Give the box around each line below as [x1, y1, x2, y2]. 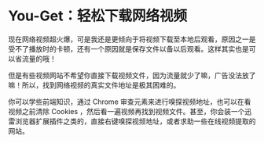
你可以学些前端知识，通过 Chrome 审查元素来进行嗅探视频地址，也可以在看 [8, 97, 251, 106]
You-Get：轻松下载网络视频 [8, 7, 188, 25]
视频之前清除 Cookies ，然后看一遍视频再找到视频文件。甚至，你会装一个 [8, 106, 245, 116]
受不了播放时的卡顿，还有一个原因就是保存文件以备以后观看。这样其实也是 [8, 44, 249, 53]
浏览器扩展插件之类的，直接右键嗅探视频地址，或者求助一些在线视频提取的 [14, 116, 256, 126]
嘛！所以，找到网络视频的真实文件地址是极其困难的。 [8, 80, 181, 90]
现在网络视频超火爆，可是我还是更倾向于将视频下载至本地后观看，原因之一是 [8, 34, 256, 44]
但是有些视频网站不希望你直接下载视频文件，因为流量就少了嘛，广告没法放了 [8, 70, 256, 80]
